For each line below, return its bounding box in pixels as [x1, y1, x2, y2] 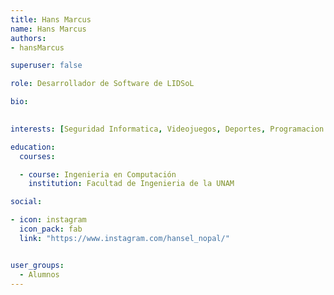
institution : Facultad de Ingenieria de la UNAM [28, 179, 235, 189]
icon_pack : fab [19, 224, 83, 234]
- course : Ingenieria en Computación [19, 169, 177, 180]
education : [10, 142, 56, 152]
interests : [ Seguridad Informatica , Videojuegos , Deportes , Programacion [10, 124, 325, 134]
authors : [10, 33, 47, 43]
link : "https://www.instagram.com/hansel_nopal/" [19, 233, 230, 243]
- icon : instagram [10, 215, 87, 225]
